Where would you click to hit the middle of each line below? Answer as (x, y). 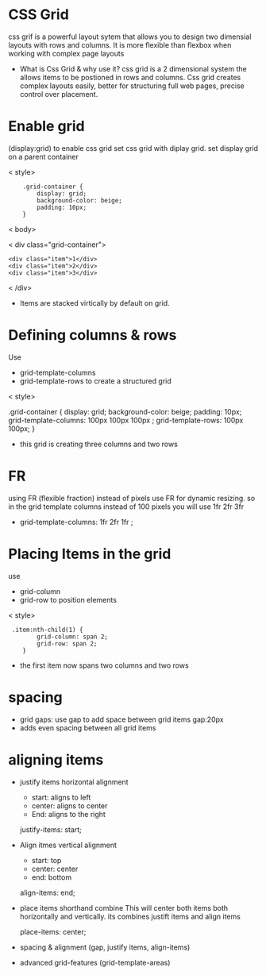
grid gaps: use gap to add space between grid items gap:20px (121, 719)
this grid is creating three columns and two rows (99, 444)
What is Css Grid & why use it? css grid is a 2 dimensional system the (133, 68)
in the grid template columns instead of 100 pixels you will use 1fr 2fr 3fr (126, 507)
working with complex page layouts (66, 53)
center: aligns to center (69, 805)
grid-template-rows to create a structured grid (96, 381)
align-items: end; (47, 892)
